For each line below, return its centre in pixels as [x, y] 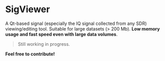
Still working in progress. [44, 44]
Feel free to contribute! [30, 54]
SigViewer [28, 9]
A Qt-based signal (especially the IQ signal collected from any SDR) [76, 23]
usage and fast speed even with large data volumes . [62, 34]
